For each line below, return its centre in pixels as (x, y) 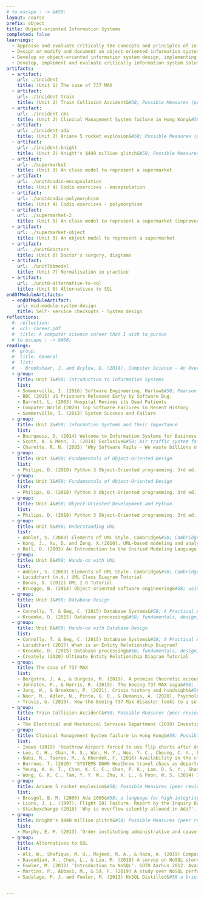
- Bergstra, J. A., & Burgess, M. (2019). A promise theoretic (99, 679)
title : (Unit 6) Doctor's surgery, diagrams (74, 255)
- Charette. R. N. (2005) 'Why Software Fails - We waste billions (104, 448)
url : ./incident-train (46, 97)
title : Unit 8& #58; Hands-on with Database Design (83, 628)
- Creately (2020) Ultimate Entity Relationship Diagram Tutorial (103, 656)
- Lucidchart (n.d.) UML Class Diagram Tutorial (80, 577)
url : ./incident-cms (43, 114)
